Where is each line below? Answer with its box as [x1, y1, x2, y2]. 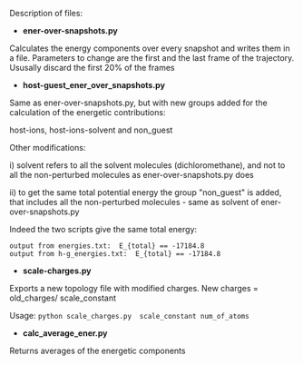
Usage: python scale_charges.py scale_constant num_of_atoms [9, 311, 249, 321]
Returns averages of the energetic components [9, 345, 186, 356]
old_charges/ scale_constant [9, 292, 116, 303]
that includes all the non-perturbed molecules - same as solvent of [9, 197, 259, 207]
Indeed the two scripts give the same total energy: [9, 224, 198, 234]
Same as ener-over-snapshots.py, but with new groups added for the [9, 97, 268, 108]
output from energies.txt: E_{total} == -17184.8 [9, 242, 205, 251]
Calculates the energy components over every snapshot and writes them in [9, 43, 290, 54]
